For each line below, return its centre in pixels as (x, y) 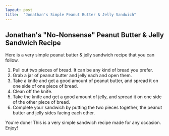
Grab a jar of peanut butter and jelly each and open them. (72, 76)
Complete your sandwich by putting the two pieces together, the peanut (87, 108)
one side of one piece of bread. (45, 86)
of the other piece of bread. (41, 102)
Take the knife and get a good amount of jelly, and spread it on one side (87, 97)
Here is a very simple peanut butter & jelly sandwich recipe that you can (80, 55)
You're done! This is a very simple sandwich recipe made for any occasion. (83, 123)
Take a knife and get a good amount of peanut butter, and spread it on (85, 81)
